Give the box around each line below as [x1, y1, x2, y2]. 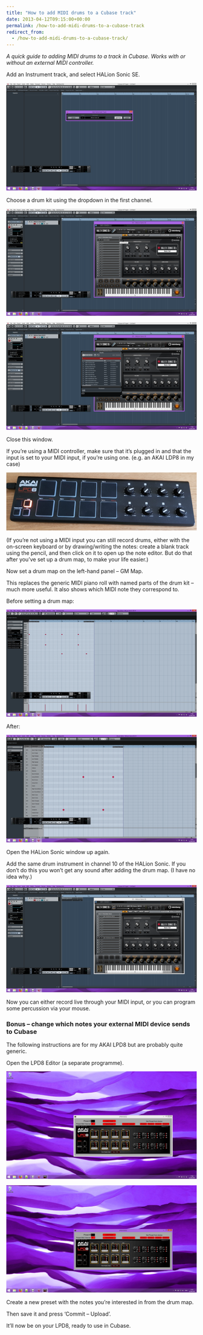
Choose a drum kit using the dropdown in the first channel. [6, 196, 153, 204]
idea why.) [6, 873, 32, 880]
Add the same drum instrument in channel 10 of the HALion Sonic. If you [6, 860, 186, 867]
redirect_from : [6, 29, 45, 35]
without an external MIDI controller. [6, 59, 94, 67]
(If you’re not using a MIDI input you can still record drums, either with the [6, 536, 190, 543]
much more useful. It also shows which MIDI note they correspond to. [6, 585, 179, 593]
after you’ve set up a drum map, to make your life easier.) [6, 555, 149, 563]
